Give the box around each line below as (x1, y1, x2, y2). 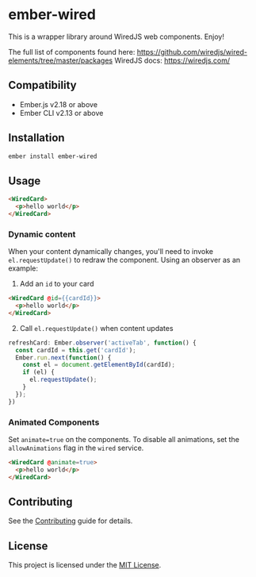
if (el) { (22, 368, 55, 376)
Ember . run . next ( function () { (15, 353, 112, 362)
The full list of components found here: (8, 47, 136, 56)
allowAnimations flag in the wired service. (8, 443, 144, 452)
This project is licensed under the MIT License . (8, 560, 162, 570)
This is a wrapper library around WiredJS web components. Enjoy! (8, 32, 224, 41)
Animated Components (8, 417, 100, 428)
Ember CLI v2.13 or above (19, 108, 104, 117)
